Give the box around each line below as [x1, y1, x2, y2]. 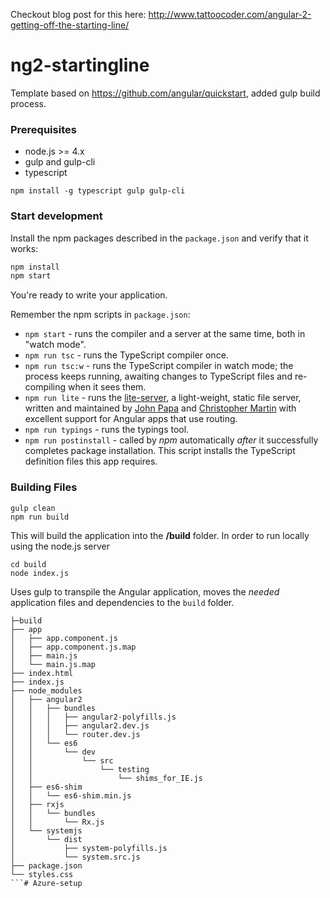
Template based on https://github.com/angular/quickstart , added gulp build [10, 87, 321, 99]
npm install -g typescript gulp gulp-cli [10, 186, 186, 196]
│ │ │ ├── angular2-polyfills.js [10, 712, 177, 722]
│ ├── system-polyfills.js [10, 843, 168, 853]
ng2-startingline [10, 54, 150, 77]
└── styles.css [10, 869, 74, 879]
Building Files [10, 480, 78, 494]
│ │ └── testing [10, 764, 150, 774]
